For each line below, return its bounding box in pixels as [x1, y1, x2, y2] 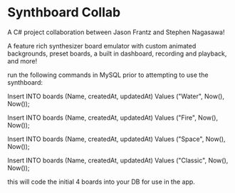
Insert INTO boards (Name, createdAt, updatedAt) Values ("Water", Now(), [7, 92, 224, 100]
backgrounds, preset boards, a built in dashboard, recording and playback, [7, 49, 227, 58]
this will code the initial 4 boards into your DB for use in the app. [7, 177, 196, 186]
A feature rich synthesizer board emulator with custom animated [7, 41, 197, 50]
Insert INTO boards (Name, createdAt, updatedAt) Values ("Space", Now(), [7, 135, 226, 143]
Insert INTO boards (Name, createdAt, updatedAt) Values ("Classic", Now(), [7, 156, 229, 165]
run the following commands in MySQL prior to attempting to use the [7, 71, 209, 79]
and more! [7, 56, 38, 65]
